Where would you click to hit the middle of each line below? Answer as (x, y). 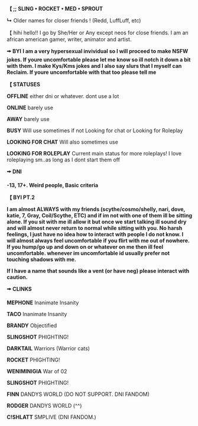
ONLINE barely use (30, 108)
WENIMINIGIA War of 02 (37, 371)
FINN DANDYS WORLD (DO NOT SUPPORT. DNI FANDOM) (78, 394)
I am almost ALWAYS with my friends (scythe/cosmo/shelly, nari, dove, (96, 209)
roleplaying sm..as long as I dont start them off (64, 160)
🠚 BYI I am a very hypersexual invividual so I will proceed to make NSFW (98, 51)
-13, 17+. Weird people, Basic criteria (53, 185)
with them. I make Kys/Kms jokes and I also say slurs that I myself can (94, 66)
